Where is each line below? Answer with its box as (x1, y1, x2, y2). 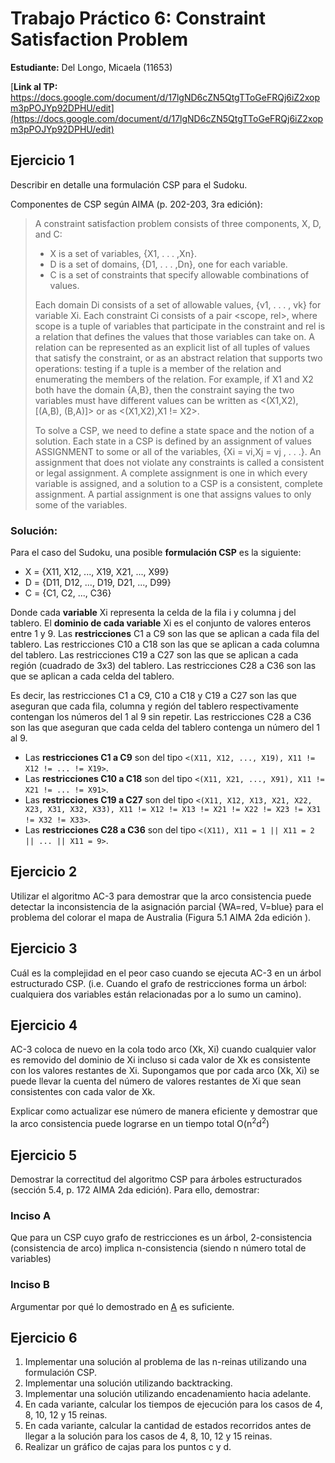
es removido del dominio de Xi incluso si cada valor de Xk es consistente (10, 1054, 311, 1066)
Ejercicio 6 (10, 1329, 78, 1346)
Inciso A (10, 1208, 52, 1222)
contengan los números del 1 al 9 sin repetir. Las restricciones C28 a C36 (10, 711, 312, 723)
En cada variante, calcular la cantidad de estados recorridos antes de (24, 1420, 312, 1432)
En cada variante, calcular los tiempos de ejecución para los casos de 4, (24, 1398, 323, 1411)
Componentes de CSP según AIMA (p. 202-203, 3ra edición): (10, 198, 263, 210)
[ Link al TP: (10, 80, 58, 92)
